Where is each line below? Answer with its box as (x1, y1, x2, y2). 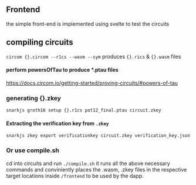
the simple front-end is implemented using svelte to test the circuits (6, 20, 170, 27)
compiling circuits (6, 38, 73, 48)
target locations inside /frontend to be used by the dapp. (6, 172, 144, 179)
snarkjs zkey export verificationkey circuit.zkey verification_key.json (6, 133, 191, 139)
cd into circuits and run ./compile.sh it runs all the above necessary (6, 160, 170, 167)
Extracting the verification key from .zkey (6, 120, 109, 127)
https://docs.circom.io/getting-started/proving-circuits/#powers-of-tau (6, 79, 178, 86)
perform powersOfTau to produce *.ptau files (6, 66, 119, 73)
